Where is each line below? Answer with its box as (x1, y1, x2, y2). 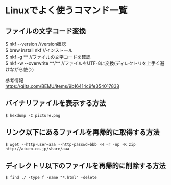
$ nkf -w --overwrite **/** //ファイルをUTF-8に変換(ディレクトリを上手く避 (5, 60, 165, 66)
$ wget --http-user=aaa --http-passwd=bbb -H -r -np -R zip (5, 142, 136, 147)
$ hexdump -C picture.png (5, 113, 60, 118)
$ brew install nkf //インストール (5, 47, 73, 54)
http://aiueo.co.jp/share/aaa (5, 146, 70, 151)
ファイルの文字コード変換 (5, 27, 86, 35)
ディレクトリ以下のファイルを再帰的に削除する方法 (5, 162, 166, 170)
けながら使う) (5, 67, 34, 72)
